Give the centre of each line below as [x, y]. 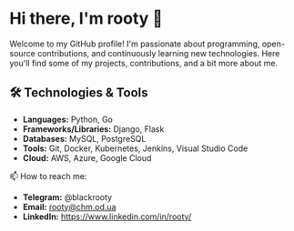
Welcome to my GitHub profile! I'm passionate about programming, [135, 44]
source [23, 53]
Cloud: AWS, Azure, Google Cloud [87, 157]
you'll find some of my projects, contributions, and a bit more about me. [144, 63]
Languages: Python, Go [68, 119]
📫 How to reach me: [48, 176]
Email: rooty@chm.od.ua [69, 206]
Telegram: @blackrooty [67, 197]
